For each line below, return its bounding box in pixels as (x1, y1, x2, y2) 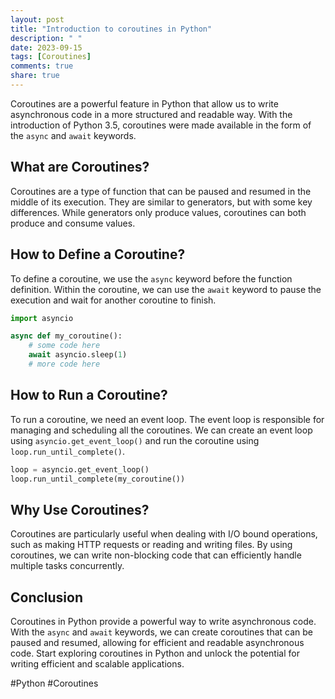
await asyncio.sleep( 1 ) (28, 350, 128, 360)
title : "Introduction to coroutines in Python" (10, 24, 213, 34)
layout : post (10, 14, 65, 25)
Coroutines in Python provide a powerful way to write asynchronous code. (10, 616, 317, 628)
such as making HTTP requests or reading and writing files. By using (10, 539, 293, 551)
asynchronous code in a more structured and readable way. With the (10, 108, 293, 120)
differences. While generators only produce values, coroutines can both (10, 206, 307, 218)
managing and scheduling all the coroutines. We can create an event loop (10, 424, 313, 436)
